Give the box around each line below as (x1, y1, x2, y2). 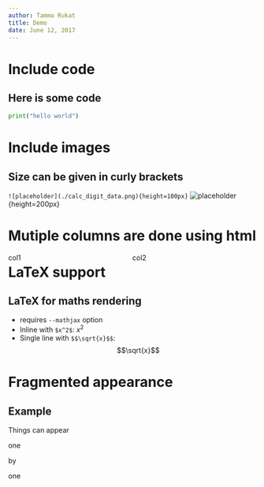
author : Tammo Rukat (8, 11, 76, 20)
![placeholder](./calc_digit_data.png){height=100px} (8, 192, 189, 201)
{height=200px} (8, 199, 61, 209)
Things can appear (8, 426, 69, 435)
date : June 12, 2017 (8, 26, 76, 34)
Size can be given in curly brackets (8, 170, 184, 184)
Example (8, 404, 52, 418)
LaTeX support (8, 263, 106, 281)
